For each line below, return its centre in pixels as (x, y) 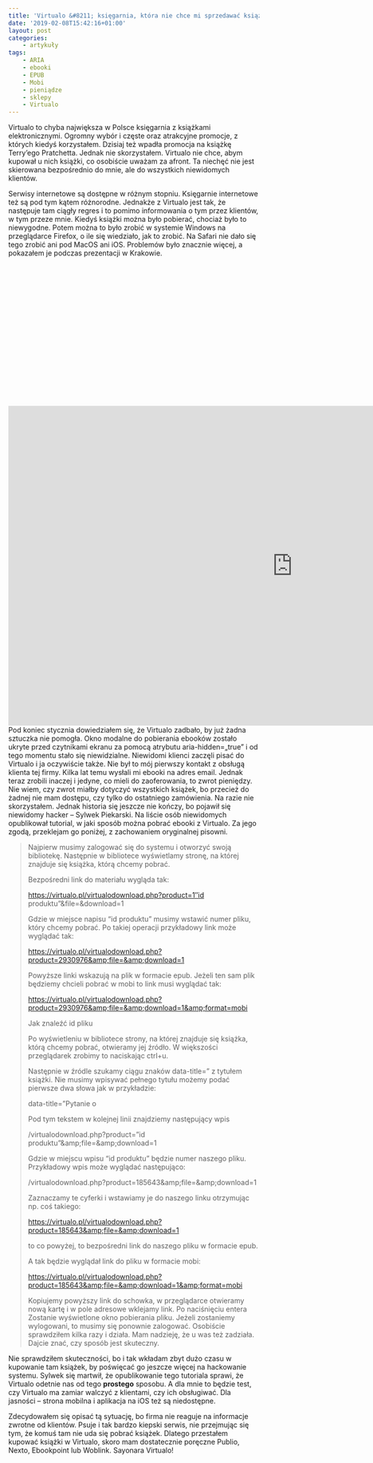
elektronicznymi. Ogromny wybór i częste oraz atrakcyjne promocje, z (123, 136)
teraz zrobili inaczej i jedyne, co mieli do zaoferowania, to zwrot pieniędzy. (130, 781)
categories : (28, 38)
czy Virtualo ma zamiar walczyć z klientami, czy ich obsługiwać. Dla (120, 1392)
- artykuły (41, 45)
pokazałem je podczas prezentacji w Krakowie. (85, 253)
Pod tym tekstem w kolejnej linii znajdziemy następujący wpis (129, 1119)
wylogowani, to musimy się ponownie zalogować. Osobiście (126, 1326)
